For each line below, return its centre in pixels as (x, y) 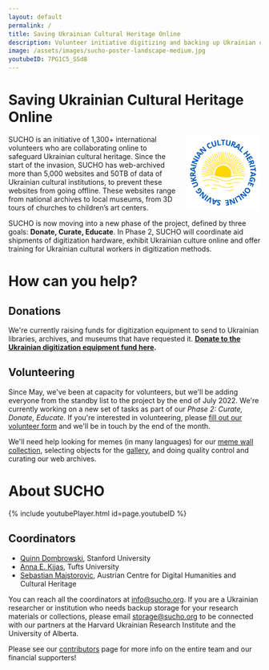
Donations (35, 310)
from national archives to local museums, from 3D (90, 199)
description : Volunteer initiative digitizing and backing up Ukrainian (132, 43)
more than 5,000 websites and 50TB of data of (85, 174)
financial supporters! (42, 657)
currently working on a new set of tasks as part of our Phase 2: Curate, (126, 409)
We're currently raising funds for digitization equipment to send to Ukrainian (134, 330)
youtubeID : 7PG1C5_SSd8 (48, 59)
